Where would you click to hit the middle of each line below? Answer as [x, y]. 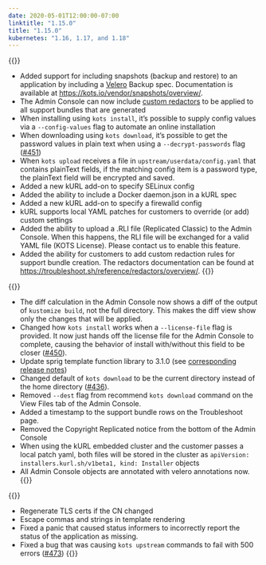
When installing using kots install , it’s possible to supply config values [138, 119]
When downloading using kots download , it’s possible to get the [124, 136]
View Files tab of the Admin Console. [80, 404]
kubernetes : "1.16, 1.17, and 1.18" [69, 38]
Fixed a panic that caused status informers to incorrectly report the [130, 528]
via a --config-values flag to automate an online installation [118, 127]
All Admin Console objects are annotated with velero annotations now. [135, 472]
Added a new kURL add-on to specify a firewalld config [111, 203]
